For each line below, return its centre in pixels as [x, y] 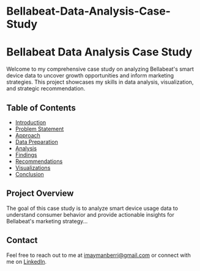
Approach [28, 135]
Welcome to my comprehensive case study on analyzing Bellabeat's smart [100, 69]
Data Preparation [36, 142]
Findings [26, 154]
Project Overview [40, 193]
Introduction [31, 122]
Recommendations [39, 161]
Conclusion [29, 174]
